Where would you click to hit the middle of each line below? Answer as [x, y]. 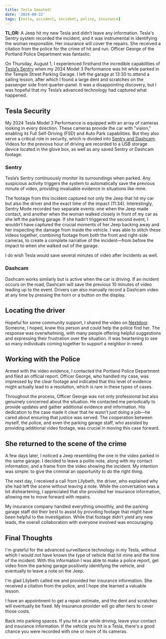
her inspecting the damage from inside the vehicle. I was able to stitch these [83, 230]
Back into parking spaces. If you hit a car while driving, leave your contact [81, 621]
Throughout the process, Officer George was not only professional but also [82, 396]
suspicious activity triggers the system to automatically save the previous [80, 184]
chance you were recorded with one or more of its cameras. [66, 632]
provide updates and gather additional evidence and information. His [75, 407]
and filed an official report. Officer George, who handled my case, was [77, 376]
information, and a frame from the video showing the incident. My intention [82, 466]
